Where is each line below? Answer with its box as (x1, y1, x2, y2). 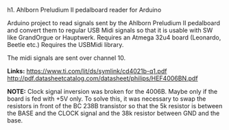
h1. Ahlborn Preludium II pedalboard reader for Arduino (7, 6, 162, 14)
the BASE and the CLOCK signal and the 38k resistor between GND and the (7, 109, 220, 117)
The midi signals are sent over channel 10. (7, 54, 125, 62)
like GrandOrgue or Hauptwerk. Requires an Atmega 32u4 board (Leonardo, (7, 33, 221, 42)
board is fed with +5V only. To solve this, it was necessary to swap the (7, 95, 206, 103)
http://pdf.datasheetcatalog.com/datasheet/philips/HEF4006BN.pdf (7, 74, 198, 82)
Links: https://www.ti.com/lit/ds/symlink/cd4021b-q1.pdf (7, 67, 167, 75)
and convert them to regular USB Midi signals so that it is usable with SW (7, 27, 213, 34)
